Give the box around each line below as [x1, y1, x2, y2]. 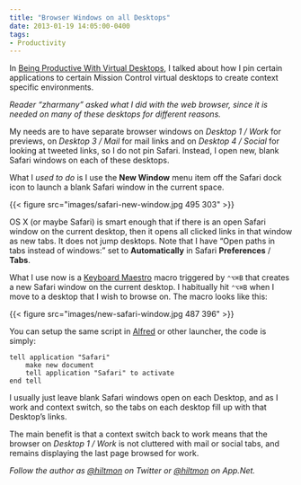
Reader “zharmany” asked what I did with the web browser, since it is [9, 100, 268, 110]
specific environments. [9, 82, 94, 93]
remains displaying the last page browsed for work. [9, 448, 199, 459]
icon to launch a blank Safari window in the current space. [9, 181, 225, 193]
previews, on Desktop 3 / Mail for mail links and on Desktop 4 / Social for [9, 136, 280, 146]
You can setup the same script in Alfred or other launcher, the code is [9, 326, 267, 337]
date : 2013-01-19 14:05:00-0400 [9, 22, 130, 31]
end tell [9, 376, 42, 386]
